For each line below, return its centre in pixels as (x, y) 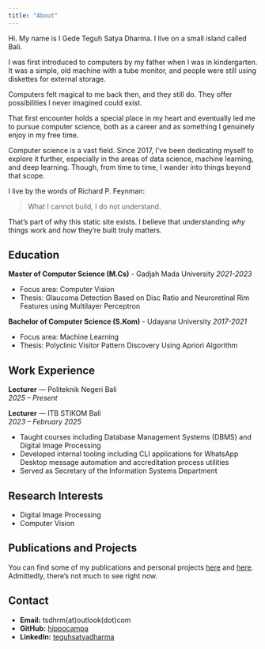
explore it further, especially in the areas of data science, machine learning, (131, 159)
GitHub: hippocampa (54, 628)
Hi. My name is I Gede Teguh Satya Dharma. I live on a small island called (127, 38)
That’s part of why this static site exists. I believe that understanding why (127, 221)
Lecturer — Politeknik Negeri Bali (62, 390)
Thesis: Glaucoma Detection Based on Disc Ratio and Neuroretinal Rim (134, 298)
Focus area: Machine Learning (69, 337)
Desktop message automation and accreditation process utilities (124, 463)
